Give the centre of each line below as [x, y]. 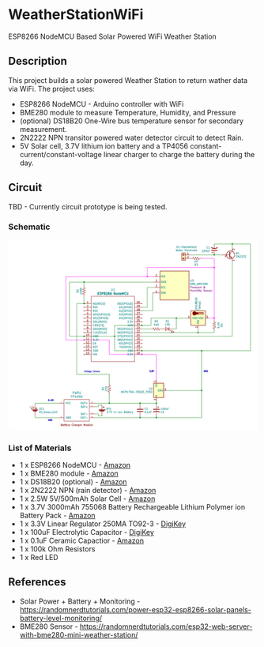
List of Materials [40, 448]
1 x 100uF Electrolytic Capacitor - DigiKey [87, 532]
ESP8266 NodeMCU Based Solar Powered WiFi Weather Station [113, 36]
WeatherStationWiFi [76, 15]
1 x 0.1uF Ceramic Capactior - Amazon [82, 541]
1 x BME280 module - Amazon [69, 474]
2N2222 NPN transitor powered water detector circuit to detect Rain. [131, 137]
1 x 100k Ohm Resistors [57, 549]
